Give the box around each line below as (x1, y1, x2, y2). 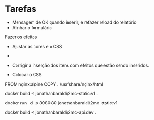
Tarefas (5, 3, 36, 15)
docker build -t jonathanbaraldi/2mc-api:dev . (5, 109, 96, 115)
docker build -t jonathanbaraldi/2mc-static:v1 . (5, 90, 98, 96)
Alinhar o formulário (12, 24, 52, 30)
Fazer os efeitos (5, 34, 37, 40)
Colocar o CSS (12, 71, 42, 77)
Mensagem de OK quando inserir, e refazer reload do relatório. (12, 19, 137, 25)
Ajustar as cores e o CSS (12, 43, 62, 49)
